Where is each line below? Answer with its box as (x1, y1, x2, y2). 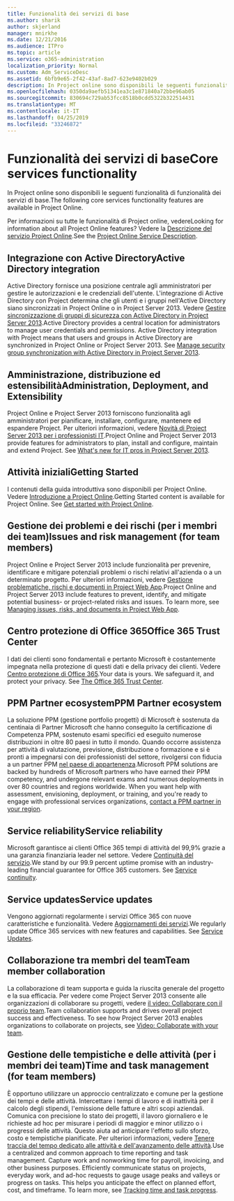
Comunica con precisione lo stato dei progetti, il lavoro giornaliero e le (7, 1112, 208, 1120)
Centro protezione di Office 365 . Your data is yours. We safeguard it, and (7, 669, 214, 678)
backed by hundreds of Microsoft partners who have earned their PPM (7, 768, 210, 776)
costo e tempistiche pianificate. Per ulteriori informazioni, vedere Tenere (7, 1133, 214, 1142)
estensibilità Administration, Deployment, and (7, 379, 209, 391)
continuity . (7, 873, 38, 882)
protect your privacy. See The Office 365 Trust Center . (7, 677, 164, 685)
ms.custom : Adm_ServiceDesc (7, 68, 89, 75)
